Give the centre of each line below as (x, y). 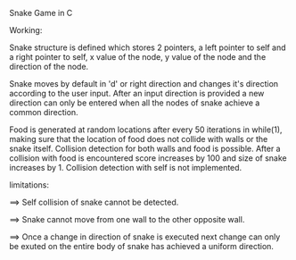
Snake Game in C (41, 13)
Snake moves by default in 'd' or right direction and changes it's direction (144, 84)
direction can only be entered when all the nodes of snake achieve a (135, 103)
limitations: (29, 185)
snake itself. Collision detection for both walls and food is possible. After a (145, 148)
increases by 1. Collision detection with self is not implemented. (126, 168)
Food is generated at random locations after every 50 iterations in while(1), (146, 130)
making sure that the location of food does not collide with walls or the (139, 139)
